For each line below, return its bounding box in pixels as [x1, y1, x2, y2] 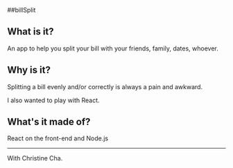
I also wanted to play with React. [7, 96, 100, 104]
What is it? [7, 26, 54, 37]
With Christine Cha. [7, 154, 63, 162]
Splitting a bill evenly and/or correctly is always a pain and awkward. [7, 82, 203, 91]
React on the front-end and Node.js [7, 134, 109, 142]
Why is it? [7, 64, 51, 76]
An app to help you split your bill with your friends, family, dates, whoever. [7, 44, 218, 53]
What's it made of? [7, 116, 91, 128]
